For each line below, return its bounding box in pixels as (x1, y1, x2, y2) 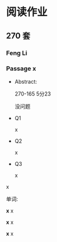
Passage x (6, 64, 36, 73)
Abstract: (14, 78, 37, 85)
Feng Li (6, 48, 28, 57)
